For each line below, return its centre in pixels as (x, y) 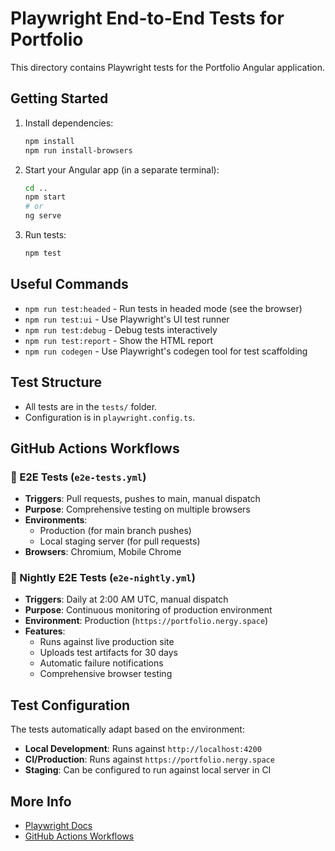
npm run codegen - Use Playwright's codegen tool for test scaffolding (166, 351)
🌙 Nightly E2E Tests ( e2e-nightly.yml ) (103, 578)
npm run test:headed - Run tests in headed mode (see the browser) (163, 308)
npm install (49, 141)
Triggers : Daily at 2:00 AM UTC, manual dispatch (126, 599)
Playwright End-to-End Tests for (147, 18)
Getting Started (59, 98)
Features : (45, 631)
